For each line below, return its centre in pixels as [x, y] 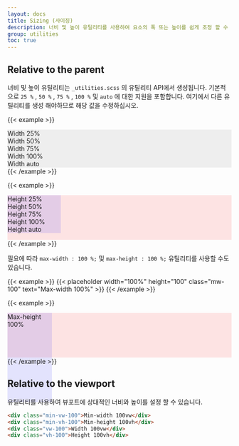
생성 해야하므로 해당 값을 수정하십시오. [85, 105]
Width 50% [24, 141]
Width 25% [24, 133]
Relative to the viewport [61, 384]
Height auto [25, 229]
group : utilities [33, 34]
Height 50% [25, 206]
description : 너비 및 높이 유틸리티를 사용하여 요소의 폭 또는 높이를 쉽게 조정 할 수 [118, 27]
